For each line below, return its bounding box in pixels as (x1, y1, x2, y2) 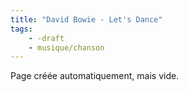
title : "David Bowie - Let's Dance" (10, 14, 163, 25)
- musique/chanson (28, 42, 105, 53)
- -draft (28, 33, 65, 43)
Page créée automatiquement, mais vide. (10, 70, 180, 82)
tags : (10, 24, 33, 34)
